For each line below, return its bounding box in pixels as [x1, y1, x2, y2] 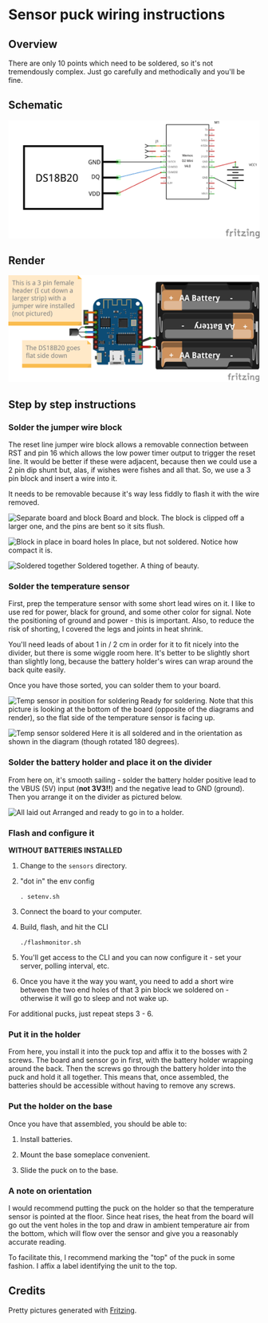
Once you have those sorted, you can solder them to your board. [8, 680, 221, 691]
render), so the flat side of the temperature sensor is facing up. [8, 713, 215, 723]
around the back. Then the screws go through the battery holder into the [8, 1064, 247, 1073]
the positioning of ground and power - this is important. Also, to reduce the [8, 616, 254, 625]
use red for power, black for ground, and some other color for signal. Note [8, 608, 251, 617]
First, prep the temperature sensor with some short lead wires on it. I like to [8, 599, 255, 608]
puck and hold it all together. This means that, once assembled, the [8, 1073, 229, 1082]
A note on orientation [8, 1185, 93, 1196]
